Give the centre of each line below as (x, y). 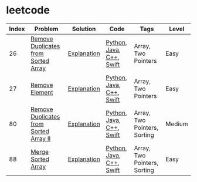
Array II (41, 139)
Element (42, 92)
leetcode (28, 10)
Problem (46, 29)
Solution (84, 29)
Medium (177, 124)
